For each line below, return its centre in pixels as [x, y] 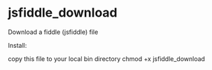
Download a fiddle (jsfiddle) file [53, 32]
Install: [17, 45]
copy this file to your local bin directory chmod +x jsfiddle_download [107, 59]
